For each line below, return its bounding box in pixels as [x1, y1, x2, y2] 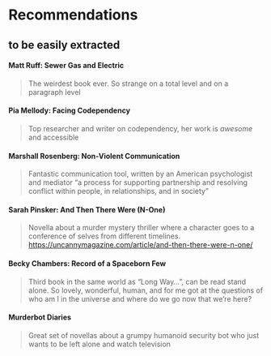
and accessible [28, 132, 79, 142]
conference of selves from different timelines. [28, 231, 180, 241]
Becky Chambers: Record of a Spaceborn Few [8, 258, 167, 268]
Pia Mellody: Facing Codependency [8, 105, 131, 115]
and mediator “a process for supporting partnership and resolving [28, 178, 248, 187]
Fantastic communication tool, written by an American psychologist [28, 169, 253, 179]
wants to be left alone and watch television [28, 339, 171, 349]
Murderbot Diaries [8, 312, 71, 322]
